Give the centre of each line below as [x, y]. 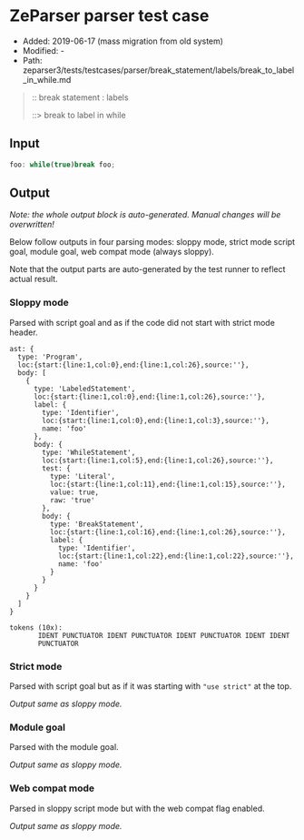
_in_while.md [47, 79]
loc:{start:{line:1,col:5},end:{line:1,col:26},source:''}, [158, 460]
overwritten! [32, 225]
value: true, [74, 492]
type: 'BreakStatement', [97, 524]
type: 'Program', [50, 357]
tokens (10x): [36, 627]
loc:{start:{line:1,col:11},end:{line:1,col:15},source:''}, [167, 484]
